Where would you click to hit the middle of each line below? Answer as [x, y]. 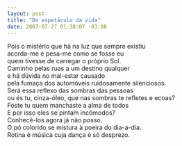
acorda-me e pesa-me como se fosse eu [66, 54]
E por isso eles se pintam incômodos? [61, 113]
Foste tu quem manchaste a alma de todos [68, 106]
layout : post [26, 14]
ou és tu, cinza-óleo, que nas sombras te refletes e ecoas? [91, 98]
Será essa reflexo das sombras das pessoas [71, 90]
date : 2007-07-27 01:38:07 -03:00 [57, 26]
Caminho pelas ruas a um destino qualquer [69, 68]
